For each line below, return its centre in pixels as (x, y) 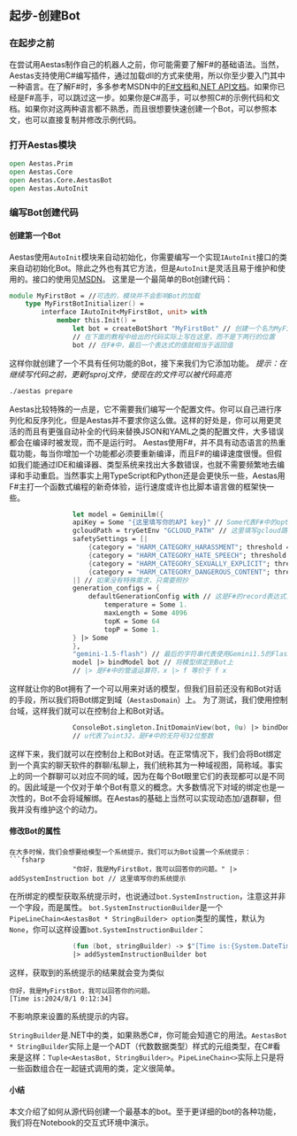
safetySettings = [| (110, 539)
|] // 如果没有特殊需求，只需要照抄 (130, 580)
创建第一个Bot (35, 236)
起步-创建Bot (45, 16)
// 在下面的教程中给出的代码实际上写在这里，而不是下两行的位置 (174, 336)
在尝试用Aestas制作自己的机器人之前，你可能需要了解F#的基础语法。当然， (147, 64)
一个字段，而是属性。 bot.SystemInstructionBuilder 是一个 (116, 908)
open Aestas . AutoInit (49, 189)
